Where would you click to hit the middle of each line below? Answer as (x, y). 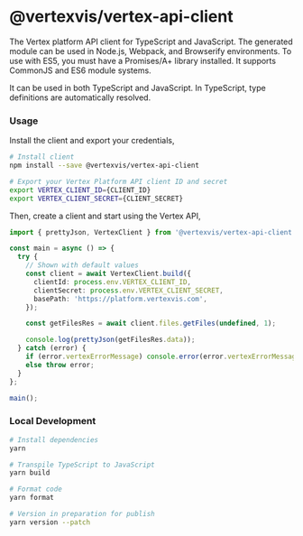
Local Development (53, 421)
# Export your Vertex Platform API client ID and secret (119, 181)
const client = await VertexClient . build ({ (109, 274)
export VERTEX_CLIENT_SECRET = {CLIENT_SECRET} (96, 199)
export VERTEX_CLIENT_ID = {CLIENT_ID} (80, 190)
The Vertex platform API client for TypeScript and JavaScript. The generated (151, 42)
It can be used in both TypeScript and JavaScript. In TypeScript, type (138, 88)
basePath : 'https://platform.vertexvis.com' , (120, 299)
